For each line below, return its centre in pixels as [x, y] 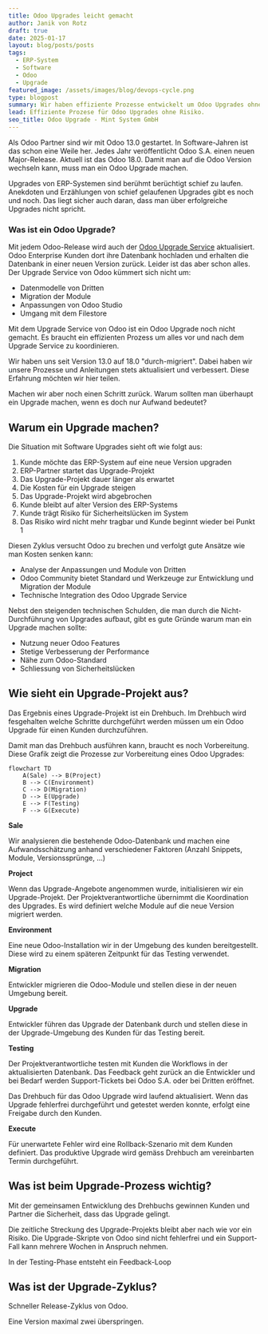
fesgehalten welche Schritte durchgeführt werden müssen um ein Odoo [126, 721]
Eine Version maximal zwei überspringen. [76, 1322]
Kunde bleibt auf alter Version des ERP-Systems [99, 504]
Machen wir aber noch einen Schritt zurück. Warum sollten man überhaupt [131, 394]
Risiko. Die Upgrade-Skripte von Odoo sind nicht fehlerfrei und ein [117, 1238]
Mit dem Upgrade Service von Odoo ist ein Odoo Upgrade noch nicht [122, 329]
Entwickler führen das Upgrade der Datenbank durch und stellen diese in [128, 1024]
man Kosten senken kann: [51, 554]
